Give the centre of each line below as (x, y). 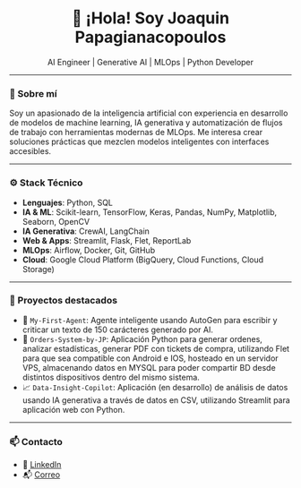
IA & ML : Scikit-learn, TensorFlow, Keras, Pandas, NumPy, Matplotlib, (150, 212)
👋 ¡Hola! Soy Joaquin (150, 18)
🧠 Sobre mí (33, 93)
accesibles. (30, 151)
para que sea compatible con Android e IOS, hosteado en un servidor (150, 358)
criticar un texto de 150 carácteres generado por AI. (117, 330)
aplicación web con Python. (73, 409)
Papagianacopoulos (150, 37)
